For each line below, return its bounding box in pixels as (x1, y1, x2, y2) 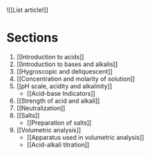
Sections (6, 30, 59, 45)
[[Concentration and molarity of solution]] (16, 74, 135, 83)
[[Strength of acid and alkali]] (16, 96, 101, 105)
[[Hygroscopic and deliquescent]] (16, 67, 113, 75)
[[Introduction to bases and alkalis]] (16, 60, 118, 68)
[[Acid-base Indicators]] (26, 89, 96, 97)
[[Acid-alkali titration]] (26, 141, 90, 149)
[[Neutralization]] (16, 103, 66, 112)
